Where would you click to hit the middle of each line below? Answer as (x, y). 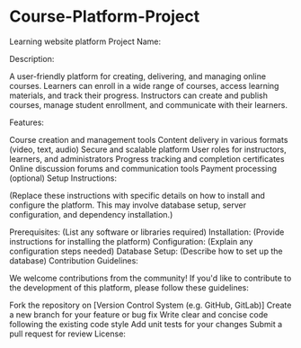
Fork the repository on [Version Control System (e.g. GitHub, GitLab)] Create (150, 305)
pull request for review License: (67, 334)
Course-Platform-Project (105, 17)
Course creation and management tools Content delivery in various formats (149, 139)
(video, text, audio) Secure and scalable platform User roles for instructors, (148, 149)
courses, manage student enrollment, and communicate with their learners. (148, 104)
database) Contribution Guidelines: (74, 260)
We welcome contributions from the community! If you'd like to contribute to (150, 278)
